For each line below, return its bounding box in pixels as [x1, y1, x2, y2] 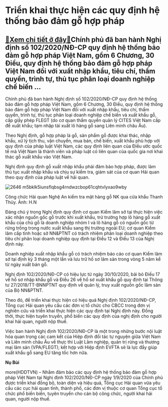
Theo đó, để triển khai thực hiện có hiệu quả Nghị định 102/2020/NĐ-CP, [5, 297, 156, 303]
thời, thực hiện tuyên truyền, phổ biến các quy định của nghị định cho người [5, 313, 162, 319]
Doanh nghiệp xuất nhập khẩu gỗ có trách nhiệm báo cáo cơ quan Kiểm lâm [5, 251, 162, 256]
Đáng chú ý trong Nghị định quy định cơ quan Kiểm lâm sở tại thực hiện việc [5, 209, 163, 215]
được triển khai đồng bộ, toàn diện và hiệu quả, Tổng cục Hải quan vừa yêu [5, 380, 160, 386]
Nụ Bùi [5, 360, 20, 365]
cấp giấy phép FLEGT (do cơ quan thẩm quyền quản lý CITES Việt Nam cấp [5, 117, 161, 123]
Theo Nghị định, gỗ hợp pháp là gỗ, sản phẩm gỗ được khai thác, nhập [5, 132, 151, 138]
